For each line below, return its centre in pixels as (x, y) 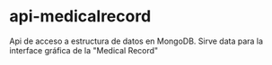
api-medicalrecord (80, 16)
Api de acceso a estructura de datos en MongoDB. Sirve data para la (136, 41)
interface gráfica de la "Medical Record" (84, 50)
